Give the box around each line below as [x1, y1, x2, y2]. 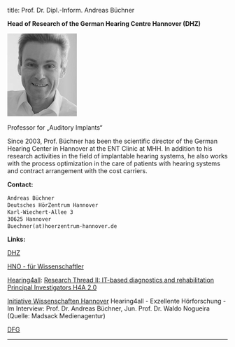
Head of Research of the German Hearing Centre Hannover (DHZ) [7, 20, 201, 27]
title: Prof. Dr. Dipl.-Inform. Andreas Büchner [7, 6, 135, 14]
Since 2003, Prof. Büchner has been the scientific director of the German [7, 137, 218, 145]
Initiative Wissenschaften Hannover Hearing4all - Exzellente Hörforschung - [7, 297, 226, 305]
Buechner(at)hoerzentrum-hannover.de [7, 223, 117, 230]
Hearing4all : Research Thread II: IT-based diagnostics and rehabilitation [7, 276, 215, 284]
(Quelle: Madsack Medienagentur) [7, 312, 106, 320]
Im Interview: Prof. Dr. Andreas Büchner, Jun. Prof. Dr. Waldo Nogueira [7, 304, 210, 313]
